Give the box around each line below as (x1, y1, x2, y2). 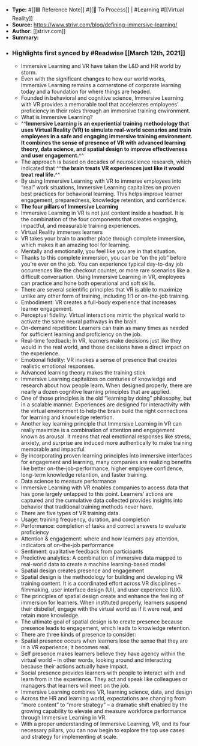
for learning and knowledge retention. (20, 414, 115, 421)
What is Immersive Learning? (20, 114, 93, 121)
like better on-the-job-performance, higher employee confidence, (20, 465, 184, 472)
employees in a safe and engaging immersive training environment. (20, 133, 193, 140)
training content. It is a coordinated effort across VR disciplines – (20, 580, 181, 587)
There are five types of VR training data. (20, 510, 120, 517)
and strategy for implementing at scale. (20, 733, 118, 741)
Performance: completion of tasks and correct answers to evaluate (20, 522, 187, 530)
